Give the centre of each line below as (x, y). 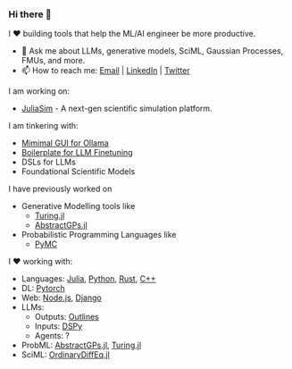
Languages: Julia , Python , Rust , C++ (89, 279)
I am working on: (39, 91)
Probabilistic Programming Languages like (99, 235)
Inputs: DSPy (58, 326)
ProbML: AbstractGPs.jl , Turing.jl (81, 345)
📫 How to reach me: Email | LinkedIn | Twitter (105, 71)
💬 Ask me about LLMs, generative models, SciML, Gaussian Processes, (152, 51)
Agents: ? (52, 336)
